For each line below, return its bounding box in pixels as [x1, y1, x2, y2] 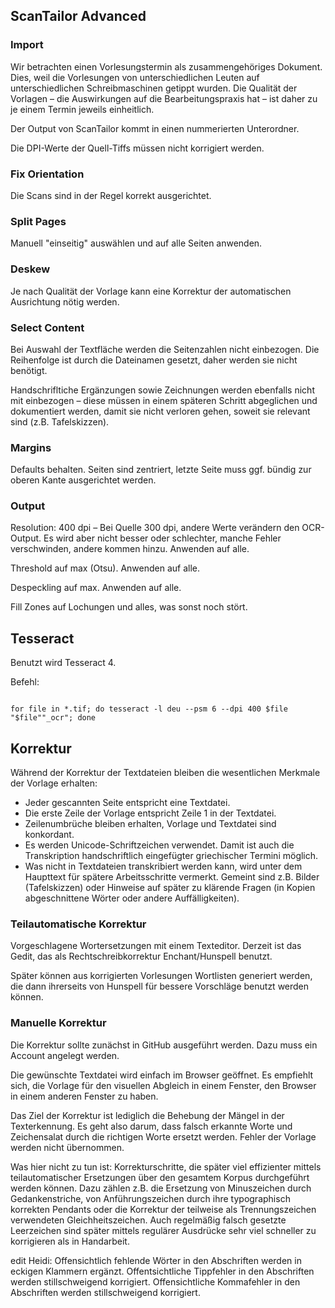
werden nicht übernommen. [10, 1141, 125, 1153]
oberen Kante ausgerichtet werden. [10, 474, 157, 486]
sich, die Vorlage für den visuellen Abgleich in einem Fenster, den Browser [10, 1079, 317, 1091]
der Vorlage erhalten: [10, 777, 98, 789]
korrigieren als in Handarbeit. [10, 1235, 130, 1247]
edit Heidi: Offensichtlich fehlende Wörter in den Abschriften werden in [10, 1254, 302, 1266]
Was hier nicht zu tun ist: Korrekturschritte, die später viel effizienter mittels [10, 1160, 322, 1173]
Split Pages [10, 214, 67, 228]
